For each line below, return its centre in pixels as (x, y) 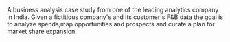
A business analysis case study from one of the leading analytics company (113, 10)
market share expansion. (42, 31)
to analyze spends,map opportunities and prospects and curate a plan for (111, 24)
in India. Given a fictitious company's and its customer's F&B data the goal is (115, 17)
